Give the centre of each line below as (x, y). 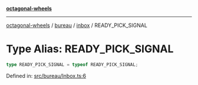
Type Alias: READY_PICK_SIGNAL (90, 49)
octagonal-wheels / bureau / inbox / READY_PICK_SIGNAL (77, 25)
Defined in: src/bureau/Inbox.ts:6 (46, 76)
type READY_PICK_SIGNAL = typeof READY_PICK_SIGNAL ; (72, 64)
